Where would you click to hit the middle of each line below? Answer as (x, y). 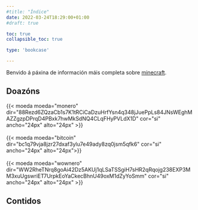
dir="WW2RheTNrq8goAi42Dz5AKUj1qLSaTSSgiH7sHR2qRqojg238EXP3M (98, 169)
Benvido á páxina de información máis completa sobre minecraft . (86, 72)
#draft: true (22, 23)
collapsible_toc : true (34, 40)
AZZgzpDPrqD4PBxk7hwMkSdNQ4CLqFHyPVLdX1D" (72, 118)
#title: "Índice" (28, 12)
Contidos (24, 201)
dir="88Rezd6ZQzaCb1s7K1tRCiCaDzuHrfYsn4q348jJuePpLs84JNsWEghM (99, 112)
